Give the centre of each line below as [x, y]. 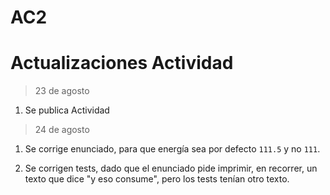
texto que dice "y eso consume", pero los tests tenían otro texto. [157, 179]
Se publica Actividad [67, 110]
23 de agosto [62, 91]
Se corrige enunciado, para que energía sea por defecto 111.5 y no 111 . [172, 149]
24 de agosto [62, 130]
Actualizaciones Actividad [122, 63]
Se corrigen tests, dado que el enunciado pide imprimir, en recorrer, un [171, 168]
